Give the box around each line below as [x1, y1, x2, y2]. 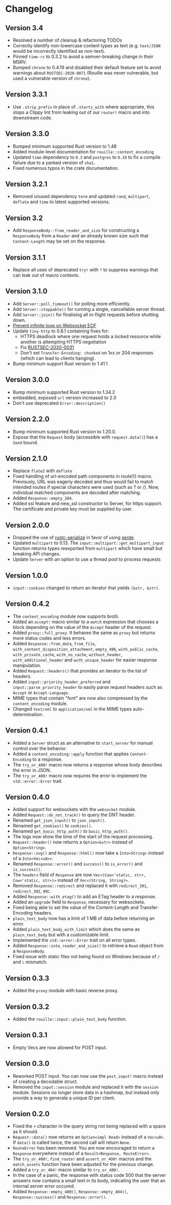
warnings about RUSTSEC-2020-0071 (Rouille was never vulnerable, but [12, 70, 158, 76]
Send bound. [12, 439, 38, 445]
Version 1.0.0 [5, 571, 48, 580]
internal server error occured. [12, 1183, 75, 1189]
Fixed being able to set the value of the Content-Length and [12, 904, 139, 911]
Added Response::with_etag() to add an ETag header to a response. [12, 894, 157, 900]
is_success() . [12, 866, 42, 873]
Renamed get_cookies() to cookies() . [12, 823, 93, 829]
